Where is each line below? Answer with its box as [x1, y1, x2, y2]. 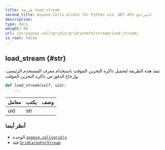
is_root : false [5, 36, 37, 41]
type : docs [5, 21, 28, 27]
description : [5, 17, 33, 22]
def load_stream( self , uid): [5, 83, 67, 88]
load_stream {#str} [5, 54, 67, 63]
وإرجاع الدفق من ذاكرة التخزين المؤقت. [5, 73, 79, 79]
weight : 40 [5, 26, 28, 31]
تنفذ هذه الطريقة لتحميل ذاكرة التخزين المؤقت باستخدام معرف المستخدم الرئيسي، [5, 68, 160, 74]
